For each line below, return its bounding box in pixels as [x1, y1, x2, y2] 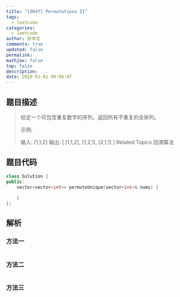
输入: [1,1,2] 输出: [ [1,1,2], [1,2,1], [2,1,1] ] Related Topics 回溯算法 [20, 138, 174, 145]
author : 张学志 [6, 36, 40, 42]
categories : [6, 25, 35, 31]
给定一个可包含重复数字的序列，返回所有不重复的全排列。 [20, 114, 159, 121]
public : [6, 179, 25, 185]
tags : [6, 14, 19, 20]
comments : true [6, 42, 43, 47]
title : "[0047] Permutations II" [6, 8, 88, 15]
